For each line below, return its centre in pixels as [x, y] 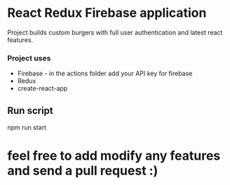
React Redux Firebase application [107, 13]
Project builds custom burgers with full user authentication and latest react [115, 32]
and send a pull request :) [83, 171]
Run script [31, 110]
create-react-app [42, 89]
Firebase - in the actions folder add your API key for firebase [105, 74]
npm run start [27, 127]
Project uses [29, 58]
